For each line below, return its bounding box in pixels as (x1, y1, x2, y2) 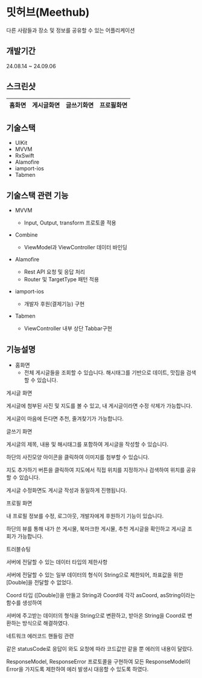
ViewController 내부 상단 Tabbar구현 (24, 325, 113, 332)
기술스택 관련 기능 (6, 190, 69, 200)
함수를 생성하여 (6, 599, 42, 606)
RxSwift (14, 152, 34, 159)
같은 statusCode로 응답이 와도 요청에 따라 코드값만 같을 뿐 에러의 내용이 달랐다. (6, 645, 194, 652)
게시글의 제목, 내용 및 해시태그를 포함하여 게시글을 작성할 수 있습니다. (6, 441, 169, 447)
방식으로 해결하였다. (22, 619, 69, 627)
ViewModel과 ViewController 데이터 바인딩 (24, 244, 128, 251)
